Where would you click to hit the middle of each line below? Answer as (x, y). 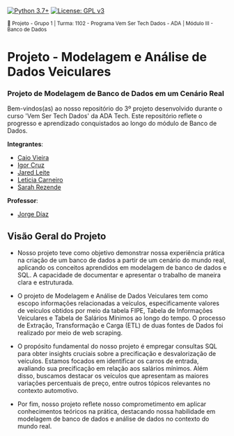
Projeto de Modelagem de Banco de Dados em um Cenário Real (116, 94)
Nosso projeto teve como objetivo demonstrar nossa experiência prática (121, 253)
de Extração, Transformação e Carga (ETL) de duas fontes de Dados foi (120, 325)
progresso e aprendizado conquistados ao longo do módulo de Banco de (112, 123)
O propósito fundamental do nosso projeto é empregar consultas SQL (117, 346)
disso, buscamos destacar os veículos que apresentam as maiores (113, 376)
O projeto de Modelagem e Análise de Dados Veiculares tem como (112, 296)
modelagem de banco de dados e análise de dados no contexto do (113, 419)
